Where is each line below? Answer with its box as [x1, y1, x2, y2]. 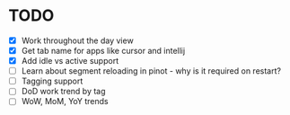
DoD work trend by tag [21, 86, 106, 97]
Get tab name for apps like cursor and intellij [21, 46, 186, 56]
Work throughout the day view [21, 35, 134, 46]
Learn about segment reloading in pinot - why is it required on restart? [21, 66, 282, 76]
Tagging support [21, 75, 83, 86]
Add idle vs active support [21, 56, 119, 66]
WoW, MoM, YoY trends [21, 96, 109, 107]
